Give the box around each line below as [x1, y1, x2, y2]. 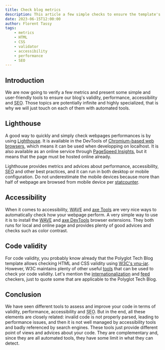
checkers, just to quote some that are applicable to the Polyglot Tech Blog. [5, 276, 157, 282]
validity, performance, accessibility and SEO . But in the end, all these [5, 309, 146, 315]
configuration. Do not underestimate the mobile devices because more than [5, 174, 160, 180]
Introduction [5, 76, 45, 85]
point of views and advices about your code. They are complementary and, [5, 330, 159, 336]
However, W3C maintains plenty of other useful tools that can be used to [5, 265, 154, 271]
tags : [5, 26, 16, 31]
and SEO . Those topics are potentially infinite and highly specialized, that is [5, 100, 159, 106]
